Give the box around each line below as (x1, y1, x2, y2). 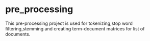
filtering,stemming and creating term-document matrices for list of (5, 25, 145, 31)
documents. (5, 31, 31, 37)
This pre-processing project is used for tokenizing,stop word (5, 20, 133, 26)
